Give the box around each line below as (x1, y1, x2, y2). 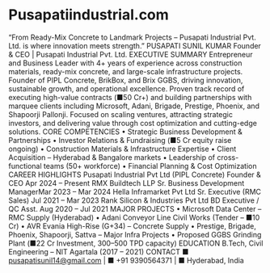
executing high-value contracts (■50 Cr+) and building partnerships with (8, 92, 252, 102)
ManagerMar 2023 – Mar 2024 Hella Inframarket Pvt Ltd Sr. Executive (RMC (8, 187, 261, 196)
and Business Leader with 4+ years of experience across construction (8, 58, 243, 68)
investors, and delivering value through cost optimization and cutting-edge (8, 118, 257, 128)
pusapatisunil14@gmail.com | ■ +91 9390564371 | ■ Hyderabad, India (8, 255, 244, 265)
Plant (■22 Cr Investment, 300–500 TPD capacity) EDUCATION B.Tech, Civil (8, 238, 264, 248)
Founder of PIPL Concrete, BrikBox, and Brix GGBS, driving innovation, (8, 75, 243, 85)
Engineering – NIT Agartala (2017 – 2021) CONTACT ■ (8, 246, 189, 256)
